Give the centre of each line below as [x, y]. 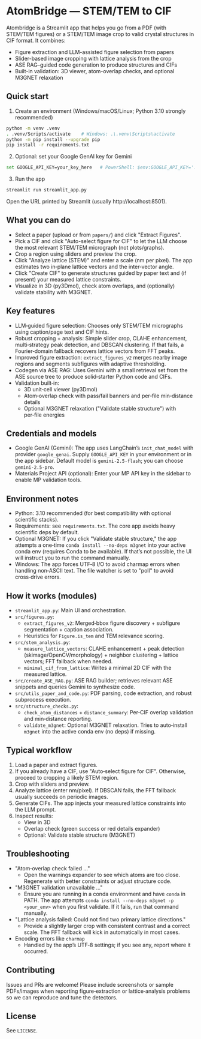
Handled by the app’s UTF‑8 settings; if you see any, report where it [107, 945]
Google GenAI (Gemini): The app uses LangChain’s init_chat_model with [104, 448]
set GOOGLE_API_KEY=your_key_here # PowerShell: [71, 167]
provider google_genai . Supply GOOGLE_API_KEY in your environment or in [103, 454]
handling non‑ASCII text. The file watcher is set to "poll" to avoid [94, 571]
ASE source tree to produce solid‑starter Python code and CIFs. [93, 376]
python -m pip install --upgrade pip [53, 139]
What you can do [38, 220]
